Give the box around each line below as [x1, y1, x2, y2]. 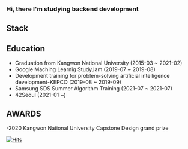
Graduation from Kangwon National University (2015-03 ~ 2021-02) [14, 59, 183, 67]
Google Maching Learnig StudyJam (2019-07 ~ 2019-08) [14, 66, 156, 73]
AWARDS [6, 108, 41, 118]
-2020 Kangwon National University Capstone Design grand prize [6, 124, 169, 132]
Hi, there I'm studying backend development [6, 5, 139, 13]
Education [6, 44, 46, 54]
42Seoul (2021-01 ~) [14, 92, 66, 99]
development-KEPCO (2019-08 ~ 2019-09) [14, 78, 122, 86]
